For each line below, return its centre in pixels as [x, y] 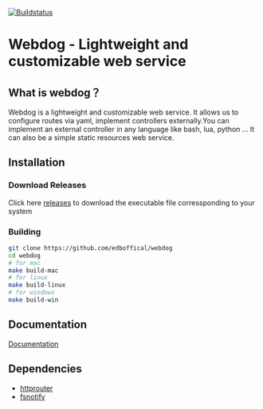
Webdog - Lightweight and [98, 45]
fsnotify [32, 396]
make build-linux [37, 285]
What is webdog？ [55, 93]
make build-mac [33, 271]
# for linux [28, 278]
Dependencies [45, 369]
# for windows [32, 293]
